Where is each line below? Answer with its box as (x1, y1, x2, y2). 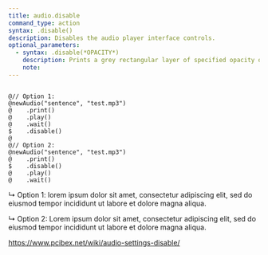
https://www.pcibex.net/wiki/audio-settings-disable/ (8, 237, 181, 247)
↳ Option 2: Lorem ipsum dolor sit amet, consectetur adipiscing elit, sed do (8, 214, 257, 223)
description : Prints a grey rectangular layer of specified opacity (22, 57, 255, 65)
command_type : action (8, 19, 81, 27)
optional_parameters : (8, 41, 81, 49)
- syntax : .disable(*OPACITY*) (15, 49, 120, 57)
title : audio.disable (8, 11, 81, 20)
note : (22, 64, 41, 72)
